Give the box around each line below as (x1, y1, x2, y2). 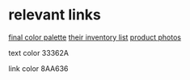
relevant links (8, 6, 101, 24)
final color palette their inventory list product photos (8, 32, 182, 42)
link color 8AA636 (8, 63, 69, 74)
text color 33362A (8, 48, 69, 57)
